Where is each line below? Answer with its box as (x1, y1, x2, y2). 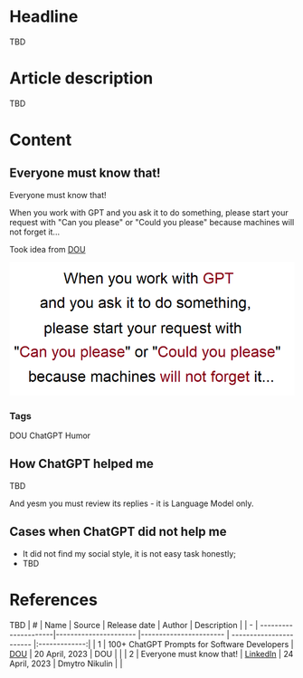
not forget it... (9, 226, 61, 237)
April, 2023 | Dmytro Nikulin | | (9, 658, 123, 669)
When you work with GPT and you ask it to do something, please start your (9, 206, 289, 218)
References (9, 589, 98, 610)
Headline (9, 6, 79, 27)
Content (9, 129, 72, 150)
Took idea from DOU (9, 244, 86, 254)
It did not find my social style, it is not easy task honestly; (22, 548, 237, 559)
